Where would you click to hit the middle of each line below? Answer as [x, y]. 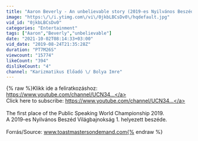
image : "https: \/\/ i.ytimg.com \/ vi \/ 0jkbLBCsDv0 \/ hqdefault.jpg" [88, 17]
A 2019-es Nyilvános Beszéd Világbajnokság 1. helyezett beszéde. [87, 120]
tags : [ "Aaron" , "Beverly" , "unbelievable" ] [59, 33]
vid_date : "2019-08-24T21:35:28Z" [49, 45]
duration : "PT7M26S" [32, 50]
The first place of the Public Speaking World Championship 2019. [85, 113]
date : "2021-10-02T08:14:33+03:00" [50, 39]
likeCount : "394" [27, 61]
